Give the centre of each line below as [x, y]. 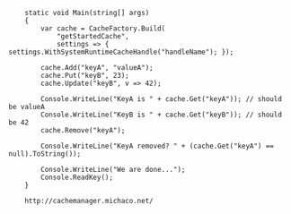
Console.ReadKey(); [77, 177]
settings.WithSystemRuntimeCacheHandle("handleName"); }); [121, 52]
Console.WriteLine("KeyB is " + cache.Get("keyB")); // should [161, 115]
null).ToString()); [45, 154]
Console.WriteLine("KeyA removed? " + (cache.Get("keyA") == [158, 146]
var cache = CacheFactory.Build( [103, 29]
